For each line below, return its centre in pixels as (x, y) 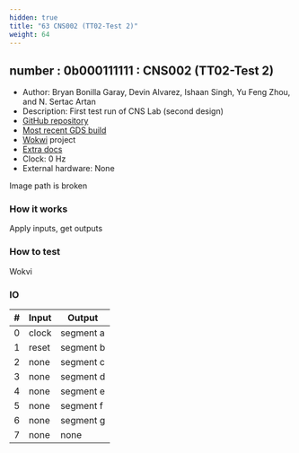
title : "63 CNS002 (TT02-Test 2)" (74, 26)
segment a (82, 333)
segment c (82, 362)
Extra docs (42, 150)
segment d (83, 377)
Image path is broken (48, 186)
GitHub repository (55, 121)
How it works (39, 209)
